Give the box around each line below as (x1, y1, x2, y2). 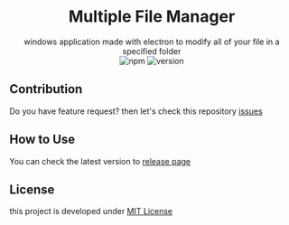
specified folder (122, 45, 182, 56)
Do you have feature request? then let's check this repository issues (9, 106, 264, 117)
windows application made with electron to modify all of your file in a (23, 36, 280, 47)
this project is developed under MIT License (9, 206, 173, 217)
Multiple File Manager (68, 6, 236, 27)
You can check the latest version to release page (9, 155, 191, 166)
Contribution (9, 81, 83, 97)
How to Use (9, 132, 76, 147)
